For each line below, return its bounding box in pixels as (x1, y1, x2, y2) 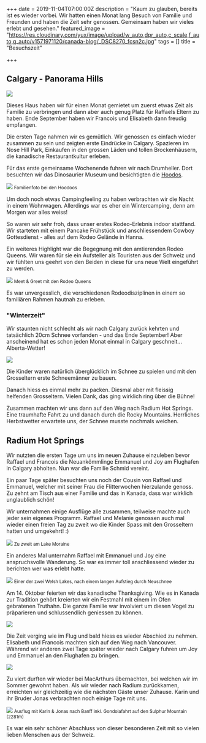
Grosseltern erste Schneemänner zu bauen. (6, 374, 117, 382)
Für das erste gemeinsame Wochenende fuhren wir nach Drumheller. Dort (6, 164, 193, 172)
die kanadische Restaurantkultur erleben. (6, 153, 110, 160)
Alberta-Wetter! (6, 344, 46, 352)
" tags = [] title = (154, 38, 196, 45)
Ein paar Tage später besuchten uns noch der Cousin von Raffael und (6, 476, 182, 483)
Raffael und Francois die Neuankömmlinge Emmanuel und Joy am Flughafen (6, 458, 199, 465)
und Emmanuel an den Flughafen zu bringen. (6, 652, 120, 659)
